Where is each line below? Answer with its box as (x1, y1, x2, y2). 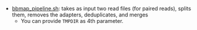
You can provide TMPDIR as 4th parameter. (20, 18, 124, 24)
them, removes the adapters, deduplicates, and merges (11, 11, 148, 18)
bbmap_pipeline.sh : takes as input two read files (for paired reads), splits (11, 5, 192, 12)
